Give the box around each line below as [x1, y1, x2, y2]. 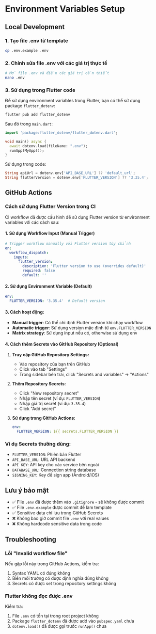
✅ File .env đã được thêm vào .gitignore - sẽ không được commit [12, 499, 144, 505]
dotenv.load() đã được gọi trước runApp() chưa [12, 623, 107, 629]
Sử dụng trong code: [5, 161, 47, 167]
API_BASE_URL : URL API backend [12, 457, 76, 462]
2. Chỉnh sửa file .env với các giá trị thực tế [5, 60, 108, 66]
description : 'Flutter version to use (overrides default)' [22, 264, 146, 269]
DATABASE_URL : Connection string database [12, 467, 96, 473]
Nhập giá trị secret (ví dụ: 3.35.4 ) [19, 401, 86, 407]
